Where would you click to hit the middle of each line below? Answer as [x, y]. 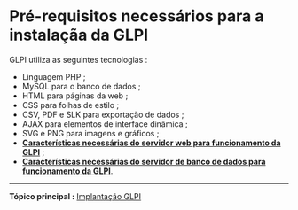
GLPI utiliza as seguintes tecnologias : [78, 59]
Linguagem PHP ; [54, 76]
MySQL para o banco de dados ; [81, 86]
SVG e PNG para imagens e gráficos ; [90, 133]
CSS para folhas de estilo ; [71, 105]
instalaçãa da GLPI [79, 35]
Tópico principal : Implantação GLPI [75, 196]
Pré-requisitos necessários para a [137, 16]
